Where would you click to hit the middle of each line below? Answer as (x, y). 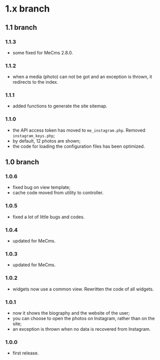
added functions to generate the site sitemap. (60, 106)
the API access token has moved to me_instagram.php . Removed (79, 130)
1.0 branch (22, 162)
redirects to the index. (35, 82)
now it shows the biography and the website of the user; (71, 313)
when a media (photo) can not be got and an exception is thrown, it (82, 77)
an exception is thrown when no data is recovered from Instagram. (82, 329)
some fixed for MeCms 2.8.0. (43, 52)
